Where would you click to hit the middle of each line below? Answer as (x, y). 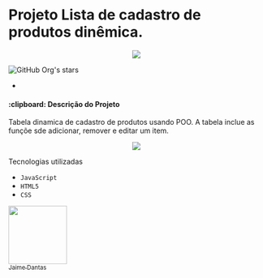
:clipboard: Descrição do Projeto (64, 104)
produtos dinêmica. (76, 32)
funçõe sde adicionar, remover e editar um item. (88, 130)
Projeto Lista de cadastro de (105, 15)
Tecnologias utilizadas (46, 162)
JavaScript (39, 178)
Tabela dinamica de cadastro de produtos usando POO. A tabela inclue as (131, 122)
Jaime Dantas (28, 268)
